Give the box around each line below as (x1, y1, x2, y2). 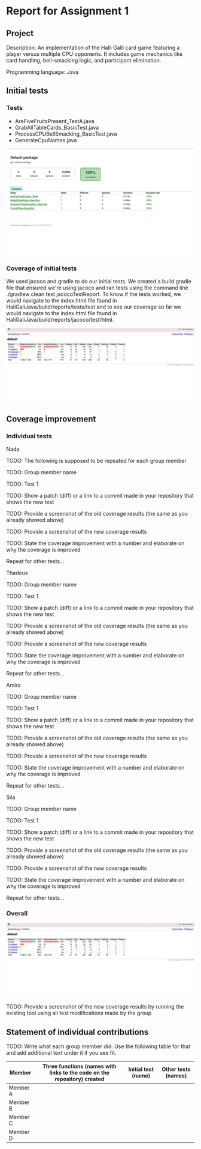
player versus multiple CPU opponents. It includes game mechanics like (6, 50, 183, 58)
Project (6, 28, 34, 38)
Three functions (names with (42, 1063, 117, 1070)
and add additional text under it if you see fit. (6, 1049, 117, 1057)
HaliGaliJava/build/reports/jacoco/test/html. (6, 316, 114, 324)
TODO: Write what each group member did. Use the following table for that (6, 1043, 191, 1050)
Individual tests (6, 432, 52, 440)
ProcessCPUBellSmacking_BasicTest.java (14, 130, 118, 137)
